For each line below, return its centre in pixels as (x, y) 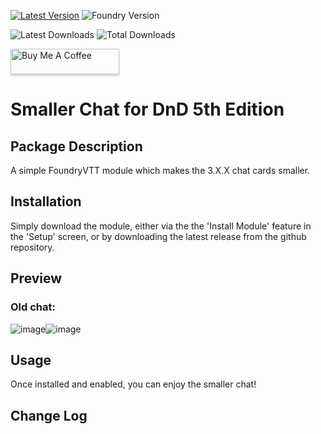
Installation (46, 201)
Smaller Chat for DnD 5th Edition (147, 109)
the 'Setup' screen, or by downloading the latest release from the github (158, 236)
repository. (32, 247)
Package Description (76, 146)
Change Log (49, 415)
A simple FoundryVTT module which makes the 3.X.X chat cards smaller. (160, 170)
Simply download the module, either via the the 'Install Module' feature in (161, 226)
